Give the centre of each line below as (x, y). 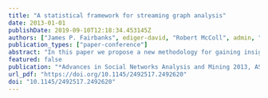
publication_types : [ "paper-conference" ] (78, 45)
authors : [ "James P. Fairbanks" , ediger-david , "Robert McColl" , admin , (132, 38)
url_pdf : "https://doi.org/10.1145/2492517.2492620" (98, 74)
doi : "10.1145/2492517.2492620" (62, 81)
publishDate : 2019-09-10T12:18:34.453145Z (80, 30)
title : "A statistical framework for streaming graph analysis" (117, 15)
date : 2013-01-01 (37, 23)
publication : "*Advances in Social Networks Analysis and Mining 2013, (130, 67)
